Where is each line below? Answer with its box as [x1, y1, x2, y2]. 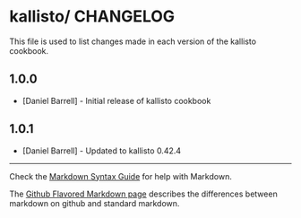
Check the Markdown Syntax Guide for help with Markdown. [9, 170, 233, 181]
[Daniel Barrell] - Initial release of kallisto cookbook [21, 95, 211, 106]
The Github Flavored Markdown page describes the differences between [9, 188, 278, 199]
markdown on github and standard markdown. [9, 197, 180, 208]
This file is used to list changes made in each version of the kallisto [9, 36, 257, 47]
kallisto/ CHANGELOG [9, 6, 176, 27]
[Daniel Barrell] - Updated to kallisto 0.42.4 [21, 145, 182, 156]
